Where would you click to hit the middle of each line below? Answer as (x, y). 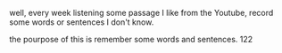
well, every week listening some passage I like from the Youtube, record (141, 13)
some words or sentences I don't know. (82, 22)
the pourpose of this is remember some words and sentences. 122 (131, 39)
